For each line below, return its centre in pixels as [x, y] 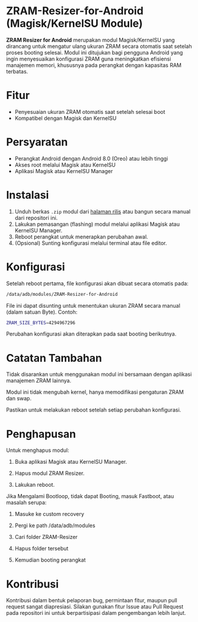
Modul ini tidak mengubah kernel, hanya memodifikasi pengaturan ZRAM [95, 392]
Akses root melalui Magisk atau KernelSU [65, 165]
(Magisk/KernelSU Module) [75, 23]
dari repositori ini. [36, 218]
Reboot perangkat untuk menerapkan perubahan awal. [81, 237]
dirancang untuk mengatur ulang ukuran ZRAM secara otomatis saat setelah [99, 46]
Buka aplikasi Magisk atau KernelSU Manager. [71, 462]
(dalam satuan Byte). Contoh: [42, 312]
